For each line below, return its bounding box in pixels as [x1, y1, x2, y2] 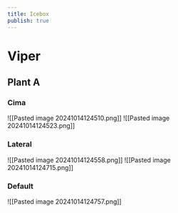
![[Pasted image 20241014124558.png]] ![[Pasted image [7, 155, 171, 164]
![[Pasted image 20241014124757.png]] [7, 197, 122, 206]
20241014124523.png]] [7, 122, 75, 130]
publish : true [7, 17, 50, 24]
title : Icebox [7, 10, 50, 18]
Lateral [7, 139, 32, 149]
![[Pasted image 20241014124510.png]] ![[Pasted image [7, 114, 170, 122]
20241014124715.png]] [7, 163, 73, 172]
